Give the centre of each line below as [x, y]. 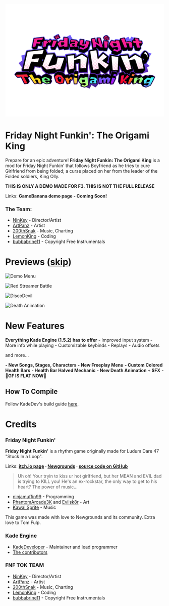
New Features [35, 326]
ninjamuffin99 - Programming [43, 497]
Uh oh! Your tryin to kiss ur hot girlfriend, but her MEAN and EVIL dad [90, 476]
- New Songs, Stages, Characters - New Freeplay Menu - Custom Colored [84, 365]
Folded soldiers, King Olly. [32, 176]
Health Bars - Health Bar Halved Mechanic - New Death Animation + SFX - [84, 370]
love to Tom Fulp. [23, 522]
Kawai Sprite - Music [34, 507]
